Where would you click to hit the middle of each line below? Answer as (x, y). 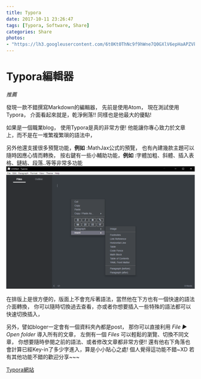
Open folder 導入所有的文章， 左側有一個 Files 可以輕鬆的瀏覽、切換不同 (95, 334)
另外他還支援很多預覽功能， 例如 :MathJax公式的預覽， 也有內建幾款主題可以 (100, 148)
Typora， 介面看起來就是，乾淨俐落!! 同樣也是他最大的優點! (79, 115)
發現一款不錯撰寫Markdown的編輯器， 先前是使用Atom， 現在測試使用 (93, 107)
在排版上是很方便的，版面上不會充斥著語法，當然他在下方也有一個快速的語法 (100, 299)
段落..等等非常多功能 (57, 163)
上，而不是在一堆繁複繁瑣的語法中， (51, 135)
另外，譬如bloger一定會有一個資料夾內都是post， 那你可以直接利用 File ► (97, 327)
